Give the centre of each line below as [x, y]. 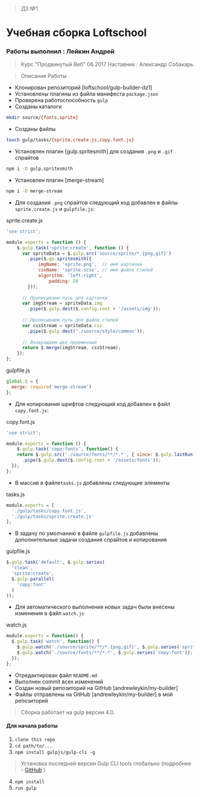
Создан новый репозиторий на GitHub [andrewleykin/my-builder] [96, 688]
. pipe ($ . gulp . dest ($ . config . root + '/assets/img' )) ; [94, 309]
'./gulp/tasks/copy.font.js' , [49, 511]
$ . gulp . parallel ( [33, 579]
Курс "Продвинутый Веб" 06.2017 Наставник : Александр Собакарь [107, 65]
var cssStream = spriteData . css [62, 325]
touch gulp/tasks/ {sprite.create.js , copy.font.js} [70, 140]
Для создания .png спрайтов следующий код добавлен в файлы [96, 202]
